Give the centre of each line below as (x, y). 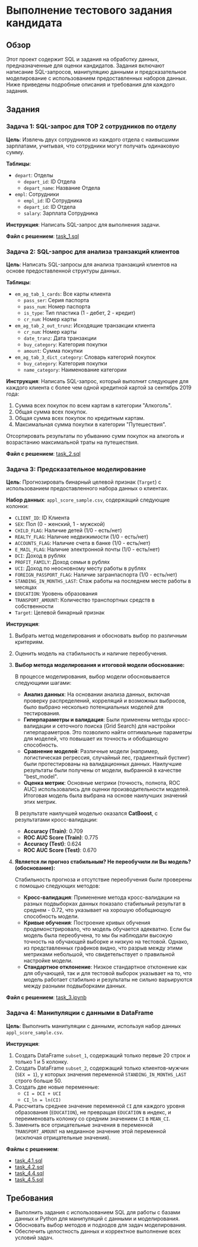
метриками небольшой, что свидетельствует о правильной (99, 954)
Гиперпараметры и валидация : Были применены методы (98, 720)
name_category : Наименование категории (75, 369)
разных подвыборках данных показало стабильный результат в (104, 904)
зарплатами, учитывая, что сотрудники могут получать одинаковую (93, 146)
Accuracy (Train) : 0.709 (53, 831)
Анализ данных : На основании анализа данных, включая (97, 694)
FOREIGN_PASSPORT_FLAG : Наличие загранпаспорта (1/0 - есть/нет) (96, 575)
